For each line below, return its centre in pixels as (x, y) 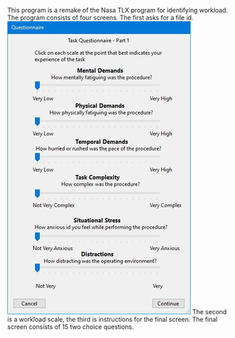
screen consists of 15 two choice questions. (70, 327)
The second (209, 312)
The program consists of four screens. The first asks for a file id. (101, 18)
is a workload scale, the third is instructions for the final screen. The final (112, 319)
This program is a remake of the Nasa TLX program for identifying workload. (117, 10)
